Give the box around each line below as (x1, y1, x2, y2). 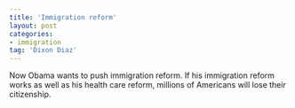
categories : (9, 29, 53, 38)
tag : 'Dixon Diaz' (9, 46, 77, 55)
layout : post (9, 21, 58, 30)
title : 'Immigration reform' (9, 12, 117, 22)
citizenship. (9, 89, 52, 100)
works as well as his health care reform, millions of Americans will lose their (9, 80, 286, 90)
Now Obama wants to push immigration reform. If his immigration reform (9, 70, 275, 81)
